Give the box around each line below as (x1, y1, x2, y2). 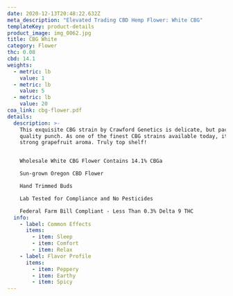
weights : (7, 62, 33, 69)
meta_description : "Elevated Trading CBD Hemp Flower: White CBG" (7, 17, 203, 24)
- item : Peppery (32, 265, 79, 272)
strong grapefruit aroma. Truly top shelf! (19, 139, 148, 146)
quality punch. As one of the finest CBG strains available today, (19, 132, 218, 139)
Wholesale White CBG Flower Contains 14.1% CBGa (19, 157, 163, 165)
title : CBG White (7, 36, 58, 43)
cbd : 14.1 (7, 55, 36, 62)
